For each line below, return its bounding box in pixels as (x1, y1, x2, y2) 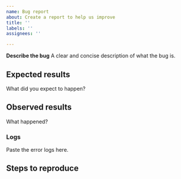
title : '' (6, 20, 31, 25)
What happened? (6, 118, 49, 125)
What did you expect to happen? (6, 85, 86, 92)
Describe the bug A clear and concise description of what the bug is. (6, 52, 176, 59)
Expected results (6, 69, 70, 79)
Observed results (6, 102, 72, 113)
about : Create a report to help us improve (6, 14, 116, 20)
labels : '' (6, 25, 33, 31)
